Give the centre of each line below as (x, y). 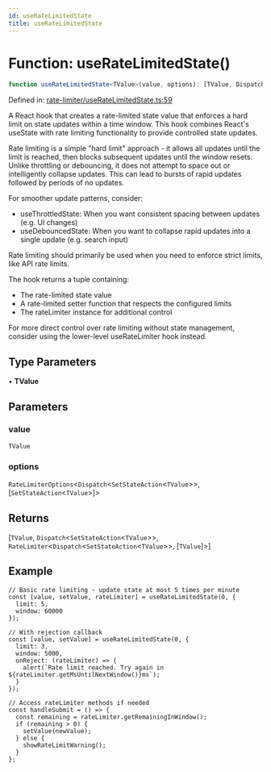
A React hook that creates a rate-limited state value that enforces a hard (128, 116)
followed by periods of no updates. (67, 183)
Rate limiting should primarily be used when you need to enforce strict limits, (135, 256)
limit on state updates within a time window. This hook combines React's (129, 124)
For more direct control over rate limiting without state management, (122, 328)
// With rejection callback (56, 632)
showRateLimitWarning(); (65, 745)
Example (31, 571)
